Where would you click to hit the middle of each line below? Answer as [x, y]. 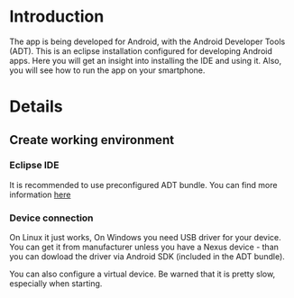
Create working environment [92, 140]
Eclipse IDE [34, 166]
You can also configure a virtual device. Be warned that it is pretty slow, [142, 274]
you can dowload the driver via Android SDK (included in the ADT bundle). [147, 257]
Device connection [51, 218]
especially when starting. [56, 284]
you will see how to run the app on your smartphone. [107, 70]
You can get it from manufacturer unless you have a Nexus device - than [144, 247]
